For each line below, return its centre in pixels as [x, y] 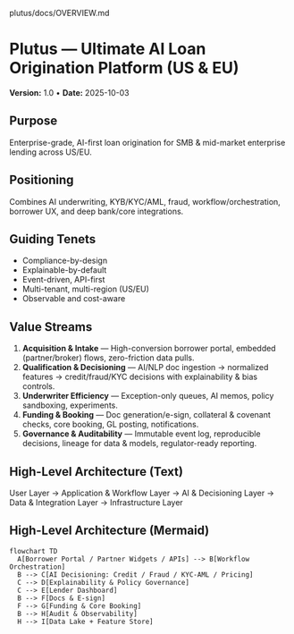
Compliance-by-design [65, 261]
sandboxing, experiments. [70, 405]
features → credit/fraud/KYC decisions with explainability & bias [139, 377]
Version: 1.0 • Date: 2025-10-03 [69, 92]
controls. [38, 386]
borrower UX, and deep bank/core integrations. [97, 211]
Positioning [42, 180]
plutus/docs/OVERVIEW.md [59, 13]
